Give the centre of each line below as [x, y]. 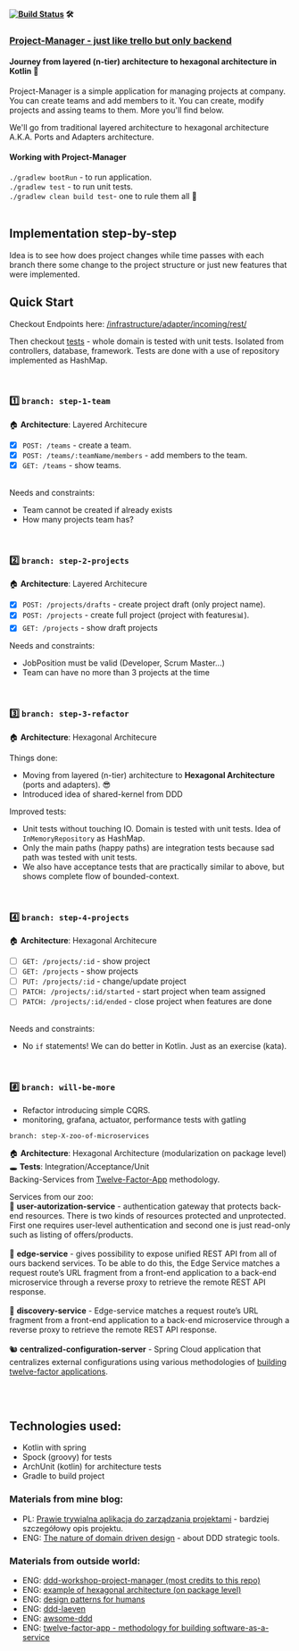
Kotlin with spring [54, 1447]
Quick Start [42, 302]
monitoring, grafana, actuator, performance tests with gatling [134, 1119]
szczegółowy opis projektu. [72, 1528]
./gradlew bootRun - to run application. [81, 177]
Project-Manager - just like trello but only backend [120, 40]
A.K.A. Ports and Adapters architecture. [82, 137]
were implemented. [45, 274]
